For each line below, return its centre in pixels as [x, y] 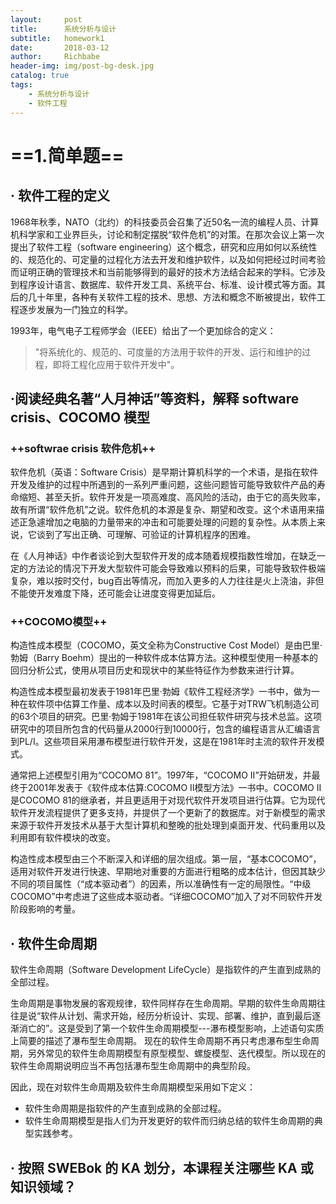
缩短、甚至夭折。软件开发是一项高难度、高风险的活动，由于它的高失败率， [172, 497]
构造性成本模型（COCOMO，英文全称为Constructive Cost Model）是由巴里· [166, 645]
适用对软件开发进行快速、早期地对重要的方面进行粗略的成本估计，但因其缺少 [168, 872]
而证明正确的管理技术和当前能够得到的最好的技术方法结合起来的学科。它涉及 [168, 272]
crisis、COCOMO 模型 [80, 417]
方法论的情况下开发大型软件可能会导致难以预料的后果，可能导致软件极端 [176, 568]
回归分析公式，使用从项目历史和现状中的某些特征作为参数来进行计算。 [155, 670]
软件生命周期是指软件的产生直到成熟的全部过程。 [125, 1108]
